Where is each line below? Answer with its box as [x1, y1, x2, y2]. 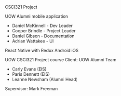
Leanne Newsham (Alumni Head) [12, 77, 78, 82]
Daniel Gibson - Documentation [12, 33, 75, 39]
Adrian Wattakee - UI [12, 38, 54, 44]
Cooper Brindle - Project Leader [12, 28, 76, 33]
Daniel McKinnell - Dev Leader [12, 23, 73, 28]
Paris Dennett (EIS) [12, 71, 50, 77]
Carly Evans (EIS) [12, 66, 47, 72]
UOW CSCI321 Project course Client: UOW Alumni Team [5, 57, 117, 62]
